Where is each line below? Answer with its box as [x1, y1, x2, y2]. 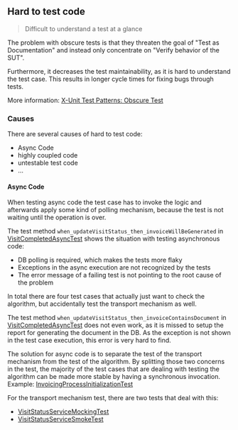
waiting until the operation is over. [7, 213, 107, 222]
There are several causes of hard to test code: [7, 130, 143, 138]
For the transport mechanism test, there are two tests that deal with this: [7, 394, 219, 402]
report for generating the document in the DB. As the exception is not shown [7, 329, 231, 337]
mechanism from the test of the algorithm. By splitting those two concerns [7, 358, 225, 366]
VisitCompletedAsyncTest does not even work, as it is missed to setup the [7, 321, 224, 329]
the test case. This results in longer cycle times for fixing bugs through [7, 75, 215, 83]
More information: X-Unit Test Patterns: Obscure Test [7, 96, 163, 104]
